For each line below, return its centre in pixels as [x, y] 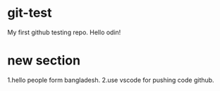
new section [44, 61]
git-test [30, 13]
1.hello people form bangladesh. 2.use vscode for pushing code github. [111, 80]
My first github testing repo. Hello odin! [64, 32]
